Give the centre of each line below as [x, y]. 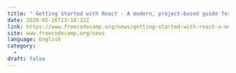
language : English [34, 40]
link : [15, 26]
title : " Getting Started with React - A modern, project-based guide [113, 14]
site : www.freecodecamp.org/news [56, 33]
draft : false [26, 59]
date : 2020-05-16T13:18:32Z [48, 20]
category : [22, 46]
